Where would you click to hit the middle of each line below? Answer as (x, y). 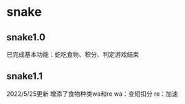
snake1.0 (26, 37)
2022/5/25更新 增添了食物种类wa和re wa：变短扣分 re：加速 (92, 94)
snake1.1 (24, 76)
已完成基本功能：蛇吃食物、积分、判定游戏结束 (73, 54)
